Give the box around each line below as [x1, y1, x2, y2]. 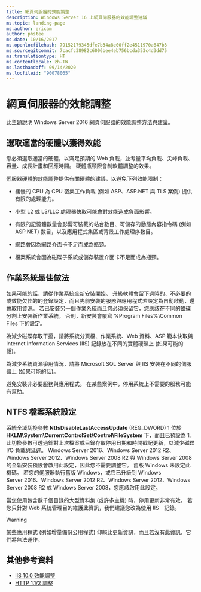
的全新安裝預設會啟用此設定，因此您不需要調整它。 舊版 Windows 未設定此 [6, 462, 191, 469]
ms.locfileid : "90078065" [6, 70, 71, 76]
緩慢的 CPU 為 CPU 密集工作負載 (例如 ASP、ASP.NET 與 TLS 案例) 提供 [14, 188, 193, 195]
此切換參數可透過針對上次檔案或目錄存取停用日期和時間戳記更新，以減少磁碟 [6, 439, 195, 446]
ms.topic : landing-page [6, 20, 66, 26]
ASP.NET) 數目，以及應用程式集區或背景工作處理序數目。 [14, 228, 156, 235]
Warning [6, 516, 27, 523]
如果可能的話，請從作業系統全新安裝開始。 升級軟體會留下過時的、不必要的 [6, 290, 191, 297]
